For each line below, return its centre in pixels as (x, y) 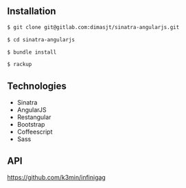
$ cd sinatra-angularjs (41, 40)
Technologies (37, 86)
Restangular (34, 117)
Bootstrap (31, 125)
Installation (32, 11)
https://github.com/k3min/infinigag (57, 177)
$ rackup (20, 65)
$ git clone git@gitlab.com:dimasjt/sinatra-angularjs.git (93, 27)
